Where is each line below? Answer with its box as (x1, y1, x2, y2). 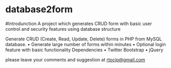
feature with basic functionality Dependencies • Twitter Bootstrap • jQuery (5, 47, 163, 53)
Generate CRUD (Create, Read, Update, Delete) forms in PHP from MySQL (5, 36, 162, 42)
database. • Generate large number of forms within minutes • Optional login (5, 41, 166, 47)
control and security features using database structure (5, 26, 121, 32)
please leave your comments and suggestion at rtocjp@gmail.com (5, 56, 145, 62)
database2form (5, 4, 73, 15)
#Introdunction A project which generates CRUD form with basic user (5, 20, 153, 27)
